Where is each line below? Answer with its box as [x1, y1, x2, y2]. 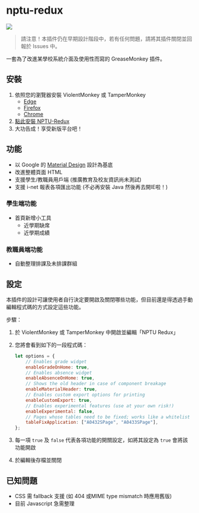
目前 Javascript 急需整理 [14, 500, 75, 507]
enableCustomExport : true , [25, 397, 92, 403]
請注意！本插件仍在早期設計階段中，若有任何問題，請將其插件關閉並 [20, 35, 187, 42]
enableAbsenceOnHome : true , [25, 375, 95, 381]
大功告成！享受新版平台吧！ [14, 125, 83, 132]
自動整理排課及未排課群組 [14, 260, 78, 267]
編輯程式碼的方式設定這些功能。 [6, 303, 84, 310]
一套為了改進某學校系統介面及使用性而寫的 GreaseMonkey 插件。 [6, 55, 166, 62]
